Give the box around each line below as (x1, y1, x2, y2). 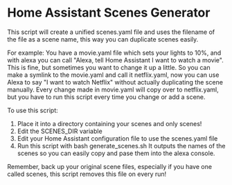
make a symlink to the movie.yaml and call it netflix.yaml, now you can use (7, 71, 220, 79)
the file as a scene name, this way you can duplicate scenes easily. (7, 35, 199, 43)
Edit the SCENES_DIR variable (17, 127, 102, 135)
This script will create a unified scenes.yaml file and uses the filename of (7, 28, 215, 36)
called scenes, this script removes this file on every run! (7, 170, 167, 178)
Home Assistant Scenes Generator (7, 5, 211, 21)
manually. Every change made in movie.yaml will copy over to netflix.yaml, (7, 85, 220, 94)
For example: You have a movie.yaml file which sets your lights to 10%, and (7, 49, 222, 57)
